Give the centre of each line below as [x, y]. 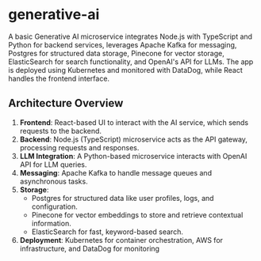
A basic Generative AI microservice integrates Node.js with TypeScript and [130, 36]
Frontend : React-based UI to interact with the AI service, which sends [134, 122]
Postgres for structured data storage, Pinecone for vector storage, [116, 53]
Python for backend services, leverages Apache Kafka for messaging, [123, 44]
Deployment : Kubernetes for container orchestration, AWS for [121, 240]
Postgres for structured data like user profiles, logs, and [123, 198]
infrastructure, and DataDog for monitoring [90, 248]
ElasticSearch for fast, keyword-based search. [107, 232]
